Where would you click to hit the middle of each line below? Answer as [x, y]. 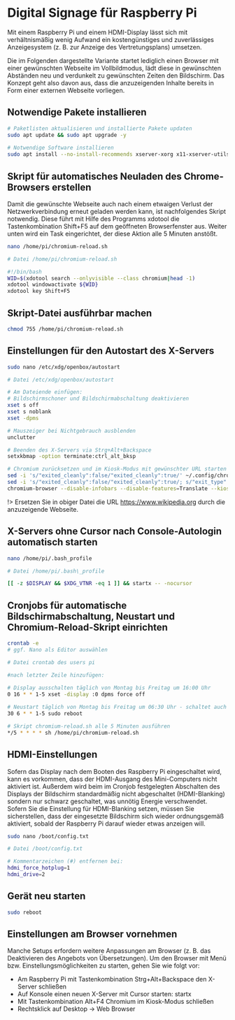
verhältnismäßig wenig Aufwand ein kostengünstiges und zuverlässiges [111, 39]
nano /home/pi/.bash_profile [50, 558]
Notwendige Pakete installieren [77, 112]
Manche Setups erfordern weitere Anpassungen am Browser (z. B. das [109, 951]
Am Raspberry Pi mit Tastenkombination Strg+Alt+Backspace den [112, 979]
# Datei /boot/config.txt [45, 849]
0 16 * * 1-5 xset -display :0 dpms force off [76, 695]
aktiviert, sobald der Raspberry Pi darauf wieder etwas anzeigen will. [107, 824]
